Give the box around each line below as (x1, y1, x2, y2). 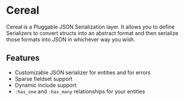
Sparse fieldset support (14, 75, 73, 82)
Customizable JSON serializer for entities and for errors (14, 69, 151, 76)
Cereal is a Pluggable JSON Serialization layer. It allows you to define (6, 23, 175, 30)
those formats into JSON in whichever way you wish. (6, 36, 135, 43)
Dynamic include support (14, 81, 77, 89)
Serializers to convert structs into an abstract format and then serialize (6, 29, 179, 36)
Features (6, 53, 40, 63)
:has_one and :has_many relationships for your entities (14, 87, 145, 95)
